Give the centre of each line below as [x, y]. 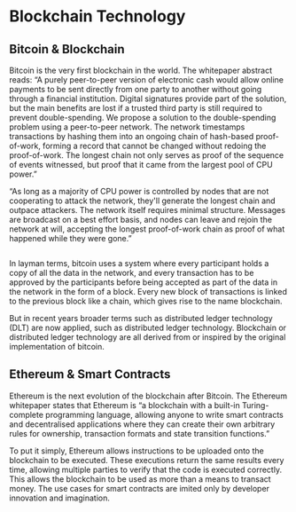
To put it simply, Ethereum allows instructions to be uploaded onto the [136, 451]
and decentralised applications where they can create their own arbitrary [142, 424]
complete [27, 414]
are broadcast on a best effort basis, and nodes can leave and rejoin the [141, 220]
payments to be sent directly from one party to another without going [136, 89]
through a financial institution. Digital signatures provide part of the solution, [148, 98]
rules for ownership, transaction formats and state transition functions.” [140, 433]
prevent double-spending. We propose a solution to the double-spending [143, 118]
